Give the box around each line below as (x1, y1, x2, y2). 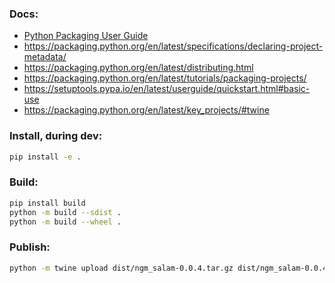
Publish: (9, 240, 51, 254)
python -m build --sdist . (9, 207, 122, 217)
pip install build (9, 198, 86, 208)
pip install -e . (9, 152, 82, 162)
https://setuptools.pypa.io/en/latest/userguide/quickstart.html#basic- (23, 83, 311, 95)
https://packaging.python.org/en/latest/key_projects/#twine (23, 104, 270, 116)
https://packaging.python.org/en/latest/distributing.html (23, 62, 254, 74)
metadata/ (23, 51, 67, 63)
